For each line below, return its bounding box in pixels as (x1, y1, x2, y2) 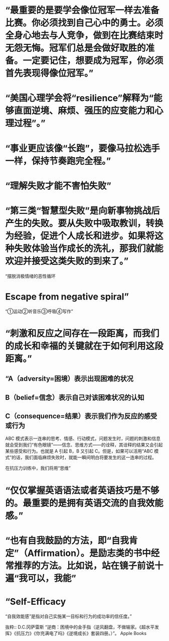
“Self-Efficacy (5, 596, 66, 607)
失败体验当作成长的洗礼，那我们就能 (14, 243, 164, 254)
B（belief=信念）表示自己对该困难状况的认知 (5, 393, 144, 402)
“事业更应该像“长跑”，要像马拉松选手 (5, 143, 160, 154)
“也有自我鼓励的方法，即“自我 (5, 535, 129, 546)
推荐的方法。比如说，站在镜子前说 (14, 560, 155, 572)
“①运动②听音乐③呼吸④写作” (5, 308, 74, 314)
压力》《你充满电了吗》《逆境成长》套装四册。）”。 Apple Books (20, 630, 147, 636)
